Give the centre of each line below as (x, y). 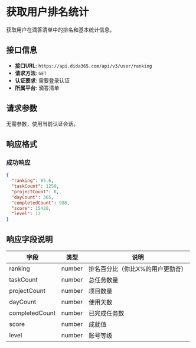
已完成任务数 (106, 313)
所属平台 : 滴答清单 (37, 88)
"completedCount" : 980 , (40, 203)
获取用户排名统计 (48, 12)
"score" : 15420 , (31, 208)
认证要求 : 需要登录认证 (42, 80)
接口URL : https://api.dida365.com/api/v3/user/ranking (83, 65)
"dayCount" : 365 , (33, 197)
